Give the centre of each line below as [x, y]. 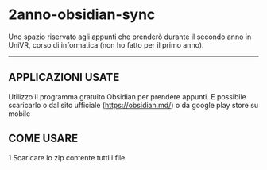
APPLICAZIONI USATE [64, 77]
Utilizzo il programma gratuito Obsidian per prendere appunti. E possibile [127, 96]
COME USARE [43, 139]
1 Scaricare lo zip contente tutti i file [67, 157]
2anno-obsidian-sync [82, 15]
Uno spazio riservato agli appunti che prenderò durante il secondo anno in [130, 37]
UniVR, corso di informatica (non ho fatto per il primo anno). [106, 44]
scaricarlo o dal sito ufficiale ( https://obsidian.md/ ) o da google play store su [133, 105]
